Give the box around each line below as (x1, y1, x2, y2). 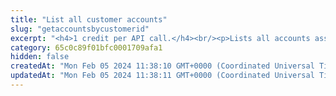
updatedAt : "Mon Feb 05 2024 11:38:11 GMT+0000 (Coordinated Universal (10, 71, 315, 81)
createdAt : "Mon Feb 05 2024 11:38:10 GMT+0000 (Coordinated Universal (10, 61, 315, 71)
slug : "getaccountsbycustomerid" (10, 24, 150, 34)
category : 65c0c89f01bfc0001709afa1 (10, 42, 163, 53)
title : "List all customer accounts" (10, 14, 168, 25)
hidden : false (10, 52, 70, 62)
